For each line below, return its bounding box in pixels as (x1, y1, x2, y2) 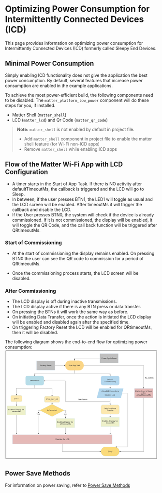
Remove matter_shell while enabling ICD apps (24, 146, 117, 152)
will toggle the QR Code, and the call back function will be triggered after (12, 222, 157, 228)
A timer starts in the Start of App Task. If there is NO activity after (12, 181, 142, 187)
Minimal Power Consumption (5, 59, 94, 68)
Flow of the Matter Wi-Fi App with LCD (5, 160, 123, 169)
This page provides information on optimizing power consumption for (5, 40, 143, 46)
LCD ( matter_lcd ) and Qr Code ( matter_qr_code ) (12, 117, 108, 123)
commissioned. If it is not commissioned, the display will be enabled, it (12, 217, 153, 223)
